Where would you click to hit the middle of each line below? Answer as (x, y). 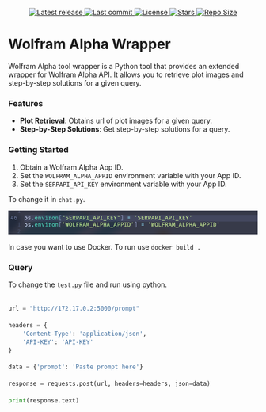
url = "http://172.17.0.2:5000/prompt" (74, 309)
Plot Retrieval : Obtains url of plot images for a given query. (116, 121)
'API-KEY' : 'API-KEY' (58, 342)
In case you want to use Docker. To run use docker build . (104, 247)
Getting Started (38, 150)
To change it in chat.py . (47, 199)
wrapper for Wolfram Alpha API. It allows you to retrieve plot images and (126, 74)
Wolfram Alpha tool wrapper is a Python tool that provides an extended (124, 66)
